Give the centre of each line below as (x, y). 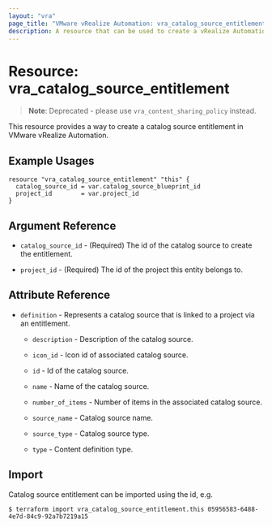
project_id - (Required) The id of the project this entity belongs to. (131, 270)
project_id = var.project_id (77, 194)
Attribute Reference (59, 295)
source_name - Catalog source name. (93, 417)
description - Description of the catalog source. (113, 339)
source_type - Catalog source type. (91, 433)
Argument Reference (62, 225)
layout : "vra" (32, 16)
